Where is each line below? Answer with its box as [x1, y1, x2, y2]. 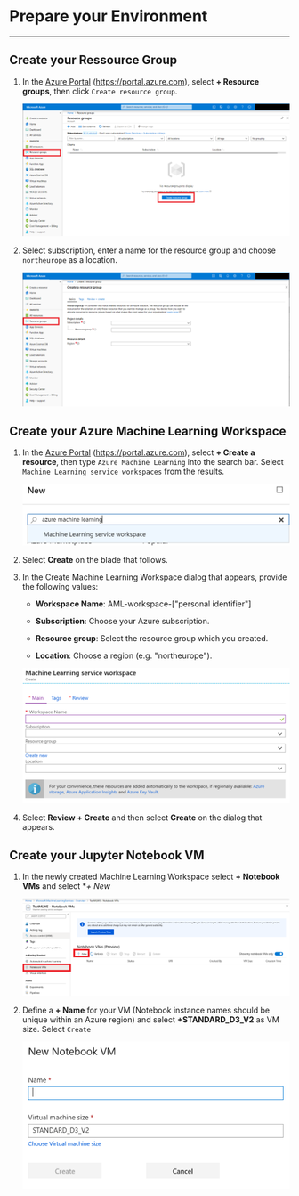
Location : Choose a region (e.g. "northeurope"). [35, 650, 213, 661]
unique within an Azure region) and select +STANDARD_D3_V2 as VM [21, 1014, 280, 1025]
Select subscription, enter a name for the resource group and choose [21, 245, 276, 256]
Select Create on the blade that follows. [21, 554, 168, 565]
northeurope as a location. [21, 254, 117, 264]
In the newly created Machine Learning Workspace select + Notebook [21, 871, 280, 883]
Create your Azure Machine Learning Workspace [9, 423, 287, 438]
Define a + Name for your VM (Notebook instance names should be [21, 1005, 271, 1016]
